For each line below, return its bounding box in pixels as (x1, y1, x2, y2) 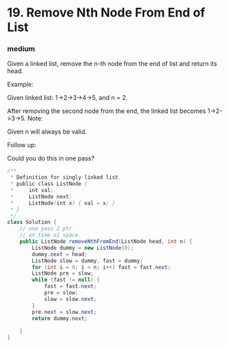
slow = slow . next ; (43, 295, 97, 302)
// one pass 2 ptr (19, 225, 72, 232)
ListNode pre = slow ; (32, 270, 94, 277)
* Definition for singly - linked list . (10, 174, 122, 181)
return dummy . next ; (32, 315, 88, 322)
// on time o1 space (19, 232, 79, 239)
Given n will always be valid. (7, 127, 87, 136)
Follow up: (7, 141, 37, 149)
